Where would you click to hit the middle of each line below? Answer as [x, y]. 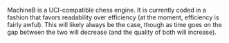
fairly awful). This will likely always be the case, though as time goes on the [115, 25]
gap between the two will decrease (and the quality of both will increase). [112, 32]
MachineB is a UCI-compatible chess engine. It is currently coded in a [107, 10]
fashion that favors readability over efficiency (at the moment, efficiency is [113, 17]
